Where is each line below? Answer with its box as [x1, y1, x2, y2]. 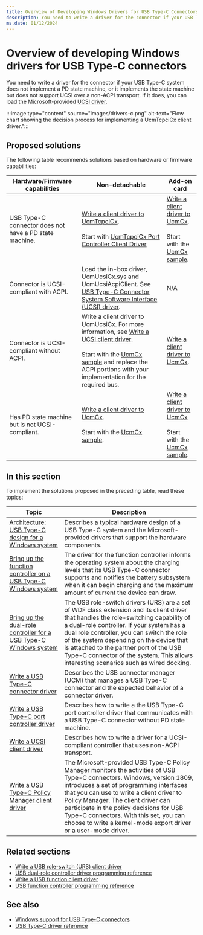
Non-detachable [96, 181, 146, 189]
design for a [9, 533, 43, 541]
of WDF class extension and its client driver [64, 605, 187, 614]
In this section [6, 471, 61, 481]
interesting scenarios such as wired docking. [64, 658, 192, 667]
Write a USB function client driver [14, 875, 98, 882]
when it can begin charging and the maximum [64, 580, 194, 589]
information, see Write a [81, 327, 150, 336]
